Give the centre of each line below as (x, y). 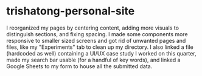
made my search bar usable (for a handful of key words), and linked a (93, 60)
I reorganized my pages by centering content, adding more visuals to (93, 28)
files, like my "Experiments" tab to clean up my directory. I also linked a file (100, 47)
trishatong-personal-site (71, 11)
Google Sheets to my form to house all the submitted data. (79, 66)
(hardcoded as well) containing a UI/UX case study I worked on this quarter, (101, 53)
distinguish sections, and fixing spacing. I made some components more (97, 34)
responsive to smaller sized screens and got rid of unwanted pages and (96, 40)
